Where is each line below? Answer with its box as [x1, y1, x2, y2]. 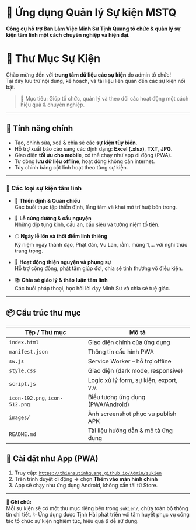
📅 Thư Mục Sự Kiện [6, 52, 101, 65]
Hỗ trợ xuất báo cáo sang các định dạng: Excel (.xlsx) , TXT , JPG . [14, 145, 173, 152]
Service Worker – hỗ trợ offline [87, 357, 171, 365]
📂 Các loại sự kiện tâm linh [6, 184, 82, 192]
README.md [9, 431, 36, 438]
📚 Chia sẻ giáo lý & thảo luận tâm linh [14, 276, 108, 283]
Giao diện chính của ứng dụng [87, 338, 170, 346]
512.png [9, 401, 30, 407]
